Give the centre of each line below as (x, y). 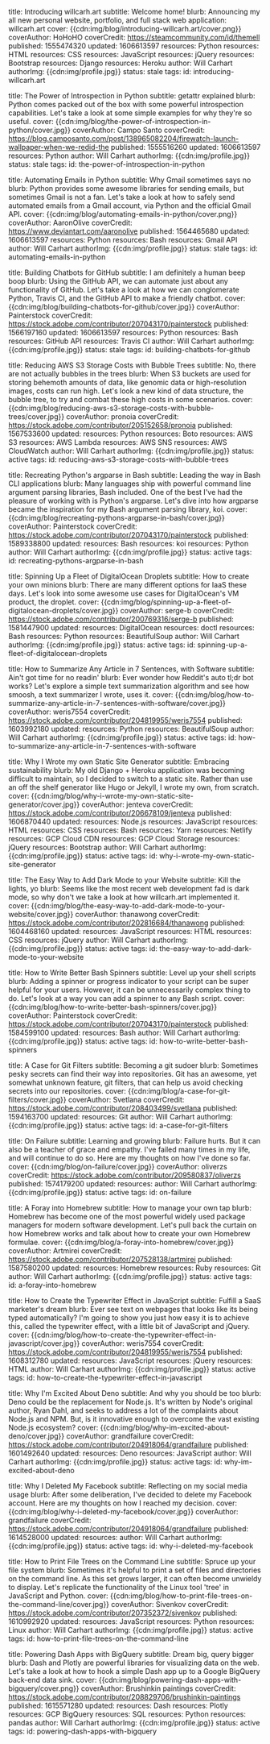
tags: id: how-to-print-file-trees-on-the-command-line (98, 1638)
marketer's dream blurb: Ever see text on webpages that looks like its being (133, 1309)
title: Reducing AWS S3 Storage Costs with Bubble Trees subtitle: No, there (132, 365)
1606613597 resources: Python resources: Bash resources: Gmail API (123, 240)
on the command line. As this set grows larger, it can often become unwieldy (135, 1578)
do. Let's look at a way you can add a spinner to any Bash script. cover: (127, 998)
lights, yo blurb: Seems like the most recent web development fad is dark (129, 889)
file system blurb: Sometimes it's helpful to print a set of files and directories (135, 1570)
